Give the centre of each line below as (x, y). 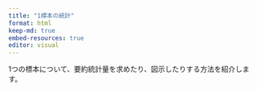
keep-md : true (32, 30)
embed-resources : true (46, 38)
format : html (30, 23)
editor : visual (34, 45)
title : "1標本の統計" (41, 16)
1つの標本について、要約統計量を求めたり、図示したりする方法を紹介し (126, 69)
